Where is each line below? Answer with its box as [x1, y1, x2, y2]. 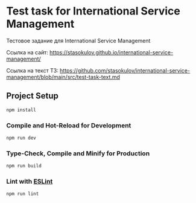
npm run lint [6, 191, 39, 197]
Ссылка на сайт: [6, 48, 48, 56]
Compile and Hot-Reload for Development [6, 121, 131, 129]
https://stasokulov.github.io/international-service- [49, 48, 174, 56]
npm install [6, 107, 36, 113]
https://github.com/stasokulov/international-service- [59, 66, 191, 74]
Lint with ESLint [6, 177, 53, 185]
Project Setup [6, 91, 59, 101]
